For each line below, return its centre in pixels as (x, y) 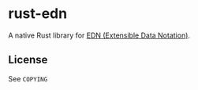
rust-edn (38, 14)
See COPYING (28, 78)
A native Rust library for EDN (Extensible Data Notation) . (99, 35)
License (28, 60)
